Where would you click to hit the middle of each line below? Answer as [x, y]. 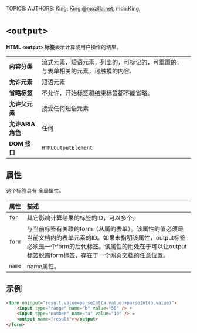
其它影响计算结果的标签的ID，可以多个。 [83, 218]
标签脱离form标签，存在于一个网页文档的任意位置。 [98, 255]
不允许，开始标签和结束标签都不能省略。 [97, 93]
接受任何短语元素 [65, 108]
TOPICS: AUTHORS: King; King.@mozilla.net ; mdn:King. [73, 9]
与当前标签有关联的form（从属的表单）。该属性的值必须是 [105, 228]
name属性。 [43, 266]
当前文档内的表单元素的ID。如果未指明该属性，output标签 [106, 237]
